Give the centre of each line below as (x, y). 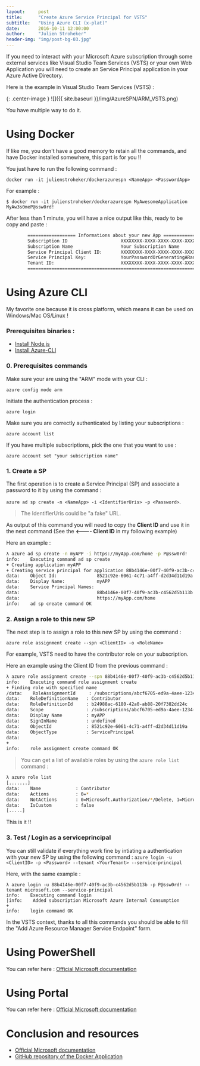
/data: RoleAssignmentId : (49, 693)
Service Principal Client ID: (65, 252)
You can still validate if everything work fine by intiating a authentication (94, 850)
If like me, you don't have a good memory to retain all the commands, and (96, 150)
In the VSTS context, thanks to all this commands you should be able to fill (97, 922)
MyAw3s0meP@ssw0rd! (30, 207)
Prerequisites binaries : (40, 331)
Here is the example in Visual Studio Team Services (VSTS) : (80, 87)
